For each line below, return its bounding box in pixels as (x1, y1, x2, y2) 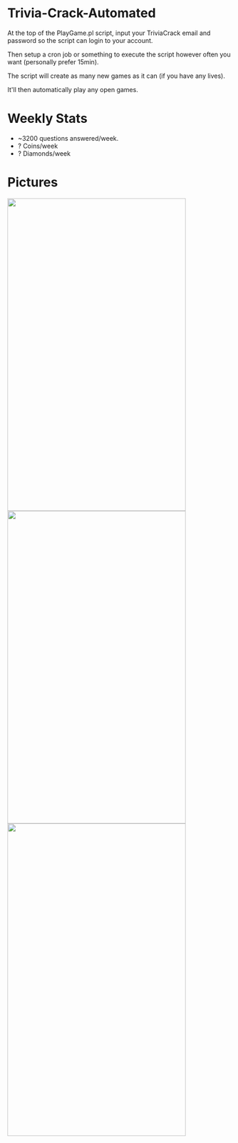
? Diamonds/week (17, 149, 71, 158)
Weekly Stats (7, 111, 88, 126)
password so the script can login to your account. (7, 36, 153, 44)
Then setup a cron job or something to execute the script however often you (7, 50, 232, 59)
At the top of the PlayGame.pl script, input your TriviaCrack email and (7, 29, 211, 37)
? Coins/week (17, 141, 58, 150)
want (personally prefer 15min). (7, 57, 99, 66)
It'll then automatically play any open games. (7, 85, 139, 94)
